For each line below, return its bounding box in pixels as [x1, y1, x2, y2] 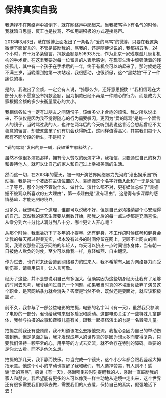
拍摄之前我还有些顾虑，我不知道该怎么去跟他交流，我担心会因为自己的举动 [5, 327, 157, 333]
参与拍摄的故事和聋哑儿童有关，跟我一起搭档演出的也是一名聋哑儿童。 [18, 317, 161, 323]
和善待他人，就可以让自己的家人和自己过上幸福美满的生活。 [5, 161, 126, 167]
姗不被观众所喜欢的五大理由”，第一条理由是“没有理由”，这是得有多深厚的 [5, 190, 154, 196]
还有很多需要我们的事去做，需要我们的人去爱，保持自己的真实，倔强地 [5, 381, 148, 387]
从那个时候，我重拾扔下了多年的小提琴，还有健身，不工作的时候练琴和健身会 [5, 230, 161, 236]
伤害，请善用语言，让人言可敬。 [9, 265, 75, 271]
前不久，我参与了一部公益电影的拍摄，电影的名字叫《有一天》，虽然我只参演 [5, 304, 159, 310]
